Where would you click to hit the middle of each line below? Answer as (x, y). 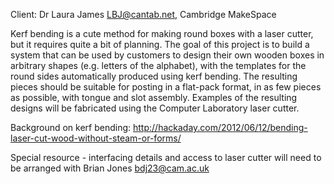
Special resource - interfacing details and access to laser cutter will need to (166, 157)
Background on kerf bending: (71, 127)
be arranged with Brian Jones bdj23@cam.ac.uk (110, 168)
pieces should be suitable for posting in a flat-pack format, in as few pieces (166, 87)
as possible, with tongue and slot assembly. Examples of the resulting (154, 97)
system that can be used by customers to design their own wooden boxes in (167, 55)
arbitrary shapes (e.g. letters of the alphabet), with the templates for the (158, 65)
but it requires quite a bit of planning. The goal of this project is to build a (160, 44)
